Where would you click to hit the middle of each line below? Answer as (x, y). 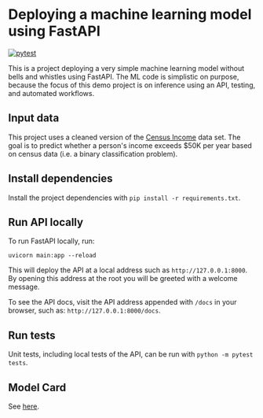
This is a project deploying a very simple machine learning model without (126, 68)
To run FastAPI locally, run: (51, 241)
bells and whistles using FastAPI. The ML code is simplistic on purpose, (124, 76)
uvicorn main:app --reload (52, 256)
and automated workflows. (51, 93)
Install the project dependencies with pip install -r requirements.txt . (124, 198)
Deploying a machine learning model (130, 15)
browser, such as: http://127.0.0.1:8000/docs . (84, 311)
